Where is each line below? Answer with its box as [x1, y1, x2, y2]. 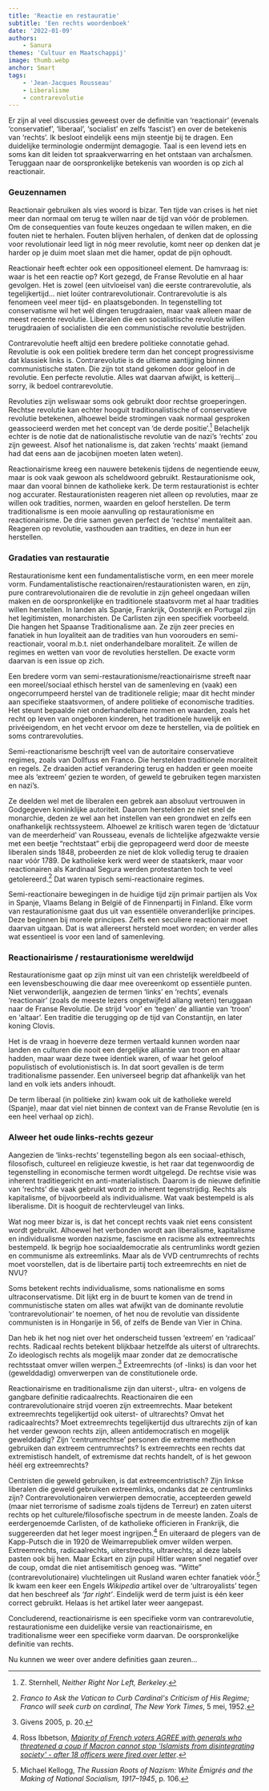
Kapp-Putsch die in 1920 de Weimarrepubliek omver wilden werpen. [8, 1537, 234, 1547]
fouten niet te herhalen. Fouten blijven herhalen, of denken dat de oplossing [8, 230, 259, 240]
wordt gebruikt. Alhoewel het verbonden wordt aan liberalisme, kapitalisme [8, 1225, 255, 1235]
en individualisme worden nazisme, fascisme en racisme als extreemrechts [8, 1233, 255, 1243]
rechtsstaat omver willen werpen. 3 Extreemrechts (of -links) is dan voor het [8, 1358, 257, 1369]
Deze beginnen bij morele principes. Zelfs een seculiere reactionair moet [8, 915, 248, 925]
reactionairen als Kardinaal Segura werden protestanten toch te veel [8, 864, 233, 873]
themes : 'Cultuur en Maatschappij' [8, 49, 127, 57]
